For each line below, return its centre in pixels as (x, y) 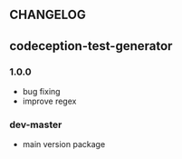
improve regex (49, 101)
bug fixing (41, 92)
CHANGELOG (48, 15)
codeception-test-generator (91, 46)
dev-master (36, 124)
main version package (64, 144)
